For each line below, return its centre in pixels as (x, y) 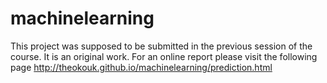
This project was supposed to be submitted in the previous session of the (161, 46)
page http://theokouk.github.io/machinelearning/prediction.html (141, 67)
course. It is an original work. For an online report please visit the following (164, 56)
